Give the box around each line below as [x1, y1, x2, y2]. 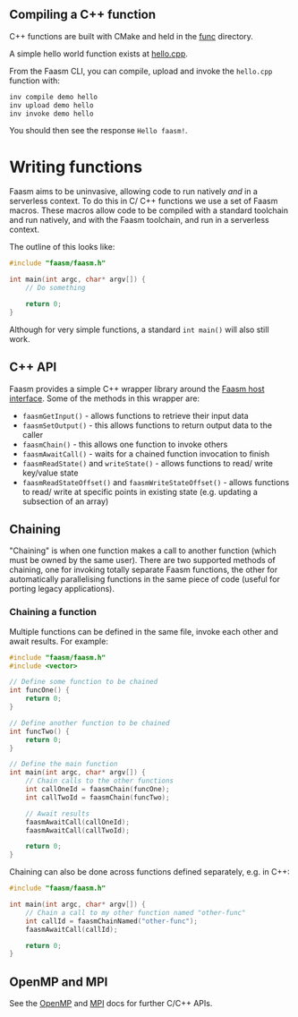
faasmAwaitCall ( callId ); [25, 925, 118, 934]
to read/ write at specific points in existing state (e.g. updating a [21, 486, 258, 497]
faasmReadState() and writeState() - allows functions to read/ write [21, 457, 273, 468]
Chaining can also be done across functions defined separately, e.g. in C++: [9, 867, 291, 877]
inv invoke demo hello [9, 109, 94, 118]
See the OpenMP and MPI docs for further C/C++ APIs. [9, 998, 213, 1009]
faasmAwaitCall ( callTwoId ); [25, 825, 130, 835]
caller [21, 429, 44, 440]
